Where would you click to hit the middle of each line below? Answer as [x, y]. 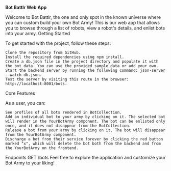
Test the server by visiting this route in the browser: [67, 79]
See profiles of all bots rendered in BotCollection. [64, 112]
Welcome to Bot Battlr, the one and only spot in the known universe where [83, 17]
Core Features [20, 93]
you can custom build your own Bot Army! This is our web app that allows [82, 23]
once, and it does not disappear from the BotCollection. [68, 126]
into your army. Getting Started [38, 33]
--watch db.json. [24, 75]
